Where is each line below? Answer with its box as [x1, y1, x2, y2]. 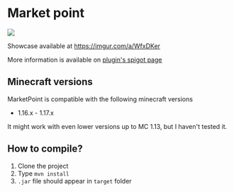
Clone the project [17, 162, 69, 170]
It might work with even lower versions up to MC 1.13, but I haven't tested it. [7, 122, 228, 130]
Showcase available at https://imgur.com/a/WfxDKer [7, 41, 161, 50]
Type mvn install [17, 169, 69, 178]
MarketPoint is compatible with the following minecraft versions [7, 94, 194, 103]
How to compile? [7, 143, 83, 155]
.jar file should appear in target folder [17, 176, 133, 185]
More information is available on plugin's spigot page [7, 55, 162, 64]
